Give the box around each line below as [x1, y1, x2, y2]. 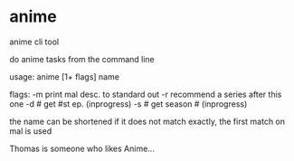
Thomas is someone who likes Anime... [9, 143, 156, 154]
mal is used [9, 125, 52, 137]
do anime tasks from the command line [9, 53, 156, 64]
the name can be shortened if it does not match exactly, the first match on [9, 116, 286, 127]
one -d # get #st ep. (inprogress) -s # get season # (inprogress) [9, 98, 248, 109]
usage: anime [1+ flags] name [9, 71, 120, 82]
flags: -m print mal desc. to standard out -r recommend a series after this [9, 89, 282, 99]
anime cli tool [9, 36, 60, 47]
